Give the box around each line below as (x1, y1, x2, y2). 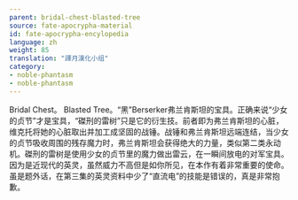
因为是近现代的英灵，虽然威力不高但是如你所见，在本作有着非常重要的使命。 (9, 159, 289, 170)
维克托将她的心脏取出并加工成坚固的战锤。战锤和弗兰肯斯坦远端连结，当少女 (9, 126, 289, 137)
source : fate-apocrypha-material (9, 21, 133, 30)
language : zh (9, 37, 58, 47)
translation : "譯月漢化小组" (9, 54, 109, 63)
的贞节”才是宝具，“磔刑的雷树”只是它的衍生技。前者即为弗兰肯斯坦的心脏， (9, 115, 284, 126)
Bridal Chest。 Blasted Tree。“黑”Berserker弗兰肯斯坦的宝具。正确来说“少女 (9, 104, 288, 115)
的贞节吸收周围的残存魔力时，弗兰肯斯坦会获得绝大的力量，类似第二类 (9, 137, 266, 148)
